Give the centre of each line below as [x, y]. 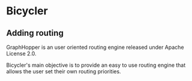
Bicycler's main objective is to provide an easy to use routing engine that [96, 65]
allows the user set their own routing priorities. [64, 71]
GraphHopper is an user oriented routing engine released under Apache [95, 47]
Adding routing [35, 33]
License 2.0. [21, 54]
